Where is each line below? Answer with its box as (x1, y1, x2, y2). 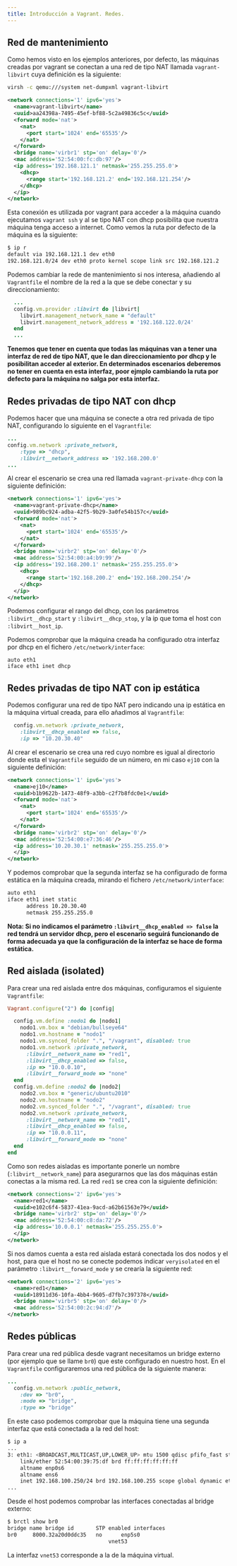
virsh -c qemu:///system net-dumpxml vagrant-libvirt (7, 84, 169, 91)
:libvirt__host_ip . (7, 621, 63, 630)
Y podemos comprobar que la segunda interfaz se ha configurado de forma (7, 868, 228, 877)
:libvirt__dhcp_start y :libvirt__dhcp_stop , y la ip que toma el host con (7, 614, 221, 623)
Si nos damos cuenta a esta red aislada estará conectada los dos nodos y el (7, 1249, 229, 1258)
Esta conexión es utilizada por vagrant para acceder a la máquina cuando (7, 208, 221, 216)
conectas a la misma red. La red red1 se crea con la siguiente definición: (7, 1176, 217, 1185)
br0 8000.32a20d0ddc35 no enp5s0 (7, 1531, 140, 1538)
